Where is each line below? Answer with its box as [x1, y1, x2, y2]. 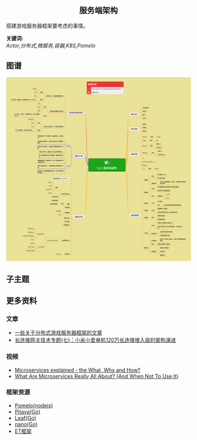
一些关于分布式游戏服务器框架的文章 [14, 329, 103, 336]
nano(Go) [14, 421, 38, 428]
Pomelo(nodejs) [14, 402, 53, 409]
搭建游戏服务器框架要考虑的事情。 [6, 22, 89, 29]
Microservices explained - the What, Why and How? [14, 366, 141, 373]
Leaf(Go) [14, 414, 36, 421]
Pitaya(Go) [14, 408, 40, 415]
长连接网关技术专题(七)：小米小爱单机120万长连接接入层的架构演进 [14, 336, 176, 344]
